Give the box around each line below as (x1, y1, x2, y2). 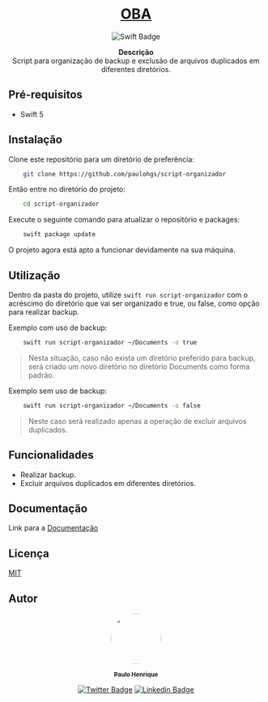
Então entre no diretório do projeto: (8, 184, 125, 194)
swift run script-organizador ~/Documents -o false (23, 401, 201, 409)
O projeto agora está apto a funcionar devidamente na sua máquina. (8, 245, 236, 255)
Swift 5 (19, 109, 45, 119)
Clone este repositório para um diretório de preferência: (8, 154, 194, 164)
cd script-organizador (23, 200, 100, 209)
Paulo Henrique (113, 670, 159, 679)
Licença (8, 547, 50, 560)
